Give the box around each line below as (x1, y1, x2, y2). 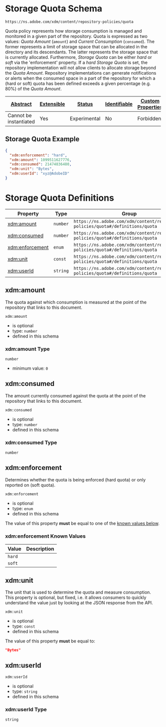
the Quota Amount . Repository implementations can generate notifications (5, 70, 157, 76)
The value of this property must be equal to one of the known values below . (5, 520, 160, 526)
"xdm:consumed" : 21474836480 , (9, 162, 72, 167)
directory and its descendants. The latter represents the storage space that (5, 49, 158, 55)
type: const (12, 623, 36, 629)
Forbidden (137, 115, 162, 122)
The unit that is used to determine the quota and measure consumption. (5, 589, 152, 595)
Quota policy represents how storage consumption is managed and (5, 28, 142, 34)
